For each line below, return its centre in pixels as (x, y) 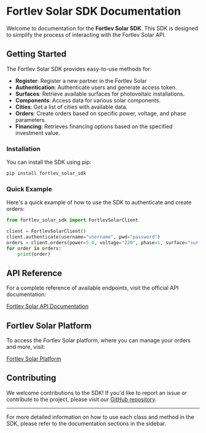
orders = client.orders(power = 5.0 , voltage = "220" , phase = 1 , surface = (97, 243)
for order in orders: (34, 248)
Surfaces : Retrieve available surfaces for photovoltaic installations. (100, 94)
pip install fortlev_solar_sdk (46, 174)
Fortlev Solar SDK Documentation (94, 11)
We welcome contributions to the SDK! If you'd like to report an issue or (97, 393)
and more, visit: (26, 347)
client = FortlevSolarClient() (46, 231)
